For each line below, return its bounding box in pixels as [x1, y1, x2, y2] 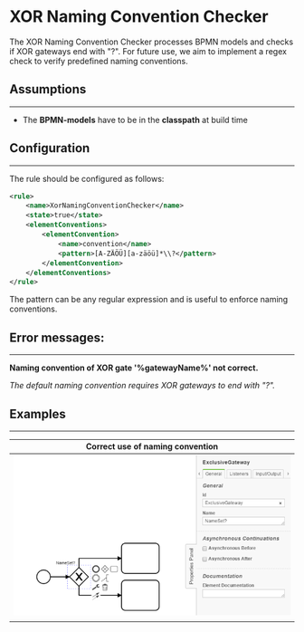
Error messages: [9, 330, 105, 345]
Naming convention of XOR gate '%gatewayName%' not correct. [9, 362, 259, 373]
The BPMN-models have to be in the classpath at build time [22, 114, 249, 125]
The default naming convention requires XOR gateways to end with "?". [9, 380, 276, 391]
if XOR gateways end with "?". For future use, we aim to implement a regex [9, 45, 288, 56]
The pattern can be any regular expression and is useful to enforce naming [9, 294, 289, 305]
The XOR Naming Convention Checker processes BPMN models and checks [9, 36, 294, 47]
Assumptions [9, 81, 87, 97]
